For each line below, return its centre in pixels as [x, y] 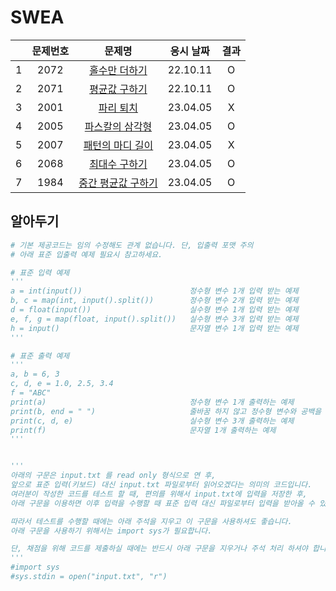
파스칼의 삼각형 [118, 126]
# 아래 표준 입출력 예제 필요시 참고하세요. [86, 254]
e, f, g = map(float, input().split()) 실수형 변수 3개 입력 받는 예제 [154, 319]
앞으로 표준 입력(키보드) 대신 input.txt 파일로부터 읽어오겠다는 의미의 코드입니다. [161, 485]
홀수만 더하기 [118, 70]
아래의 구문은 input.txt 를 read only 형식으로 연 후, [113, 476]
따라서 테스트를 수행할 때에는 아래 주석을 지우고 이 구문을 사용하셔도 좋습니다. [151, 521]
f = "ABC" [31, 393]
